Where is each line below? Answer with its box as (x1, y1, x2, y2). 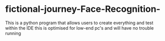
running (5, 30, 21, 36)
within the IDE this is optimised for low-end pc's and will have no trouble (5, 25, 154, 31)
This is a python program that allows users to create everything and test (5, 20, 153, 26)
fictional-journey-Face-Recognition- (5, 3, 161, 15)
